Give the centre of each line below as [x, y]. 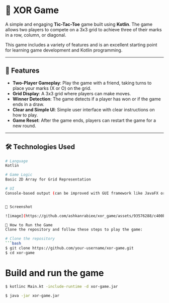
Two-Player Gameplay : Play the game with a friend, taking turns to [82, 83]
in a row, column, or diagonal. [36, 35]
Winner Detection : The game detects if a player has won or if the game [87, 99]
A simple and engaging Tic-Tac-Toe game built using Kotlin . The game [79, 24]
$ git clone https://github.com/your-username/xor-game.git [70, 248]
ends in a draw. [28, 104]
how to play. [25, 115]
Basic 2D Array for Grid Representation [48, 179]
